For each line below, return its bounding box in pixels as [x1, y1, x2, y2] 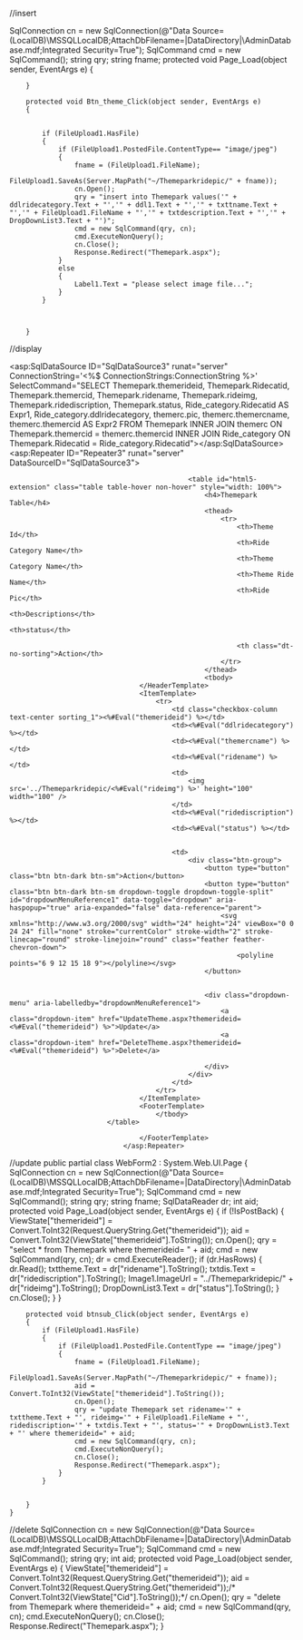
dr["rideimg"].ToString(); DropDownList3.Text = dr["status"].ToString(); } [9, 1283, 279, 1293]
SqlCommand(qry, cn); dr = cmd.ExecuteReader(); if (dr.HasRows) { [9, 1254, 263, 1264]
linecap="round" [9, 935, 71, 944]
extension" [9, 483, 51, 492]
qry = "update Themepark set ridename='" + [73, 1405, 242, 1414]
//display [9, 344, 43, 354]
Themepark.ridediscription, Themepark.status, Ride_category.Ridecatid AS [9, 399, 289, 410]
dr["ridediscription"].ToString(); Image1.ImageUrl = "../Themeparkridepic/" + [9, 1274, 294, 1284]
